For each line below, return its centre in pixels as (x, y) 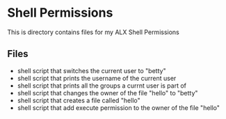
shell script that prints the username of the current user (97, 78)
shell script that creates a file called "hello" (79, 100)
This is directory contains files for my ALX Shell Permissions (93, 32)
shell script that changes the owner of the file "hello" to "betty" (107, 93)
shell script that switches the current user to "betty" (91, 70)
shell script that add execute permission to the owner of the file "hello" (119, 108)
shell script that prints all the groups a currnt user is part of (102, 86)
